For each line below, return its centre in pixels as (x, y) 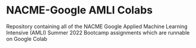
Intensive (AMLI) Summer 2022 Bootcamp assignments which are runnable (98, 32)
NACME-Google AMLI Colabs (80, 10)
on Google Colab (27, 39)
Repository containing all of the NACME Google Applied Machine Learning (97, 26)
